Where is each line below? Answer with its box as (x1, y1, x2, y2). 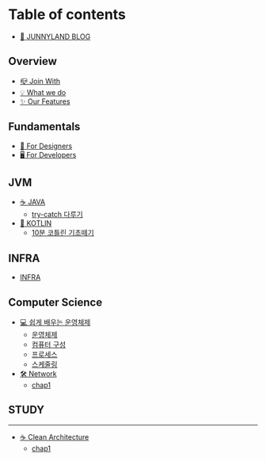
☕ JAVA (19, 197, 46, 207)
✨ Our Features (19, 97, 70, 106)
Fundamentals (8, 120, 81, 134)
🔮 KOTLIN (19, 219, 52, 228)
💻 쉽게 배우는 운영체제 (19, 318, 91, 326)
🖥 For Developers (19, 150, 77, 159)
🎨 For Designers (19, 141, 73, 150)
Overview (8, 55, 58, 68)
